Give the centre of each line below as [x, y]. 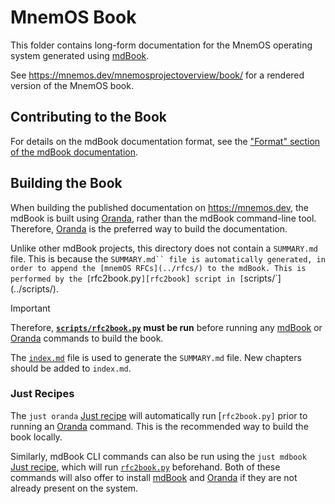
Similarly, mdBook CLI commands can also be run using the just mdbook [158, 456]
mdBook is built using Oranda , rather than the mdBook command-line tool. [163, 218]
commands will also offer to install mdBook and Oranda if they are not [154, 477]
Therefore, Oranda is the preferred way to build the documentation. [149, 228]
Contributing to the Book [88, 117]
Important [30, 308]
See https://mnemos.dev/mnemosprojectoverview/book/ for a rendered [157, 75]
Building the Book [66, 183]
